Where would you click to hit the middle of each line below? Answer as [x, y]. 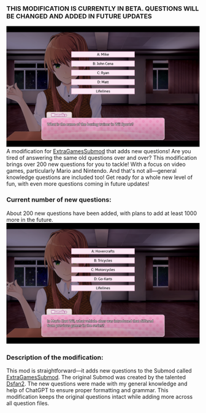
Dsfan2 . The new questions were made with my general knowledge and [97, 384]
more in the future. [30, 219]
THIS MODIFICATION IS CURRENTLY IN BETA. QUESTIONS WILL [103, 9]
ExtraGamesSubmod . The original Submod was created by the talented [96, 377]
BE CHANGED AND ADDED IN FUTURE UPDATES [79, 16]
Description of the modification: [55, 357]
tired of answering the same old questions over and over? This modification [102, 158]
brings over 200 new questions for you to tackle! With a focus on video [96, 164]
